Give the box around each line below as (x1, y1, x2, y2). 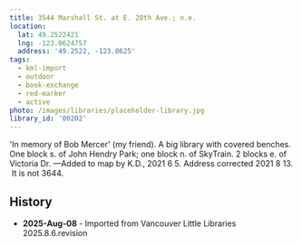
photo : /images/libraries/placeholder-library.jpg (9, 106, 205, 115)
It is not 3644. (11, 168, 64, 179)
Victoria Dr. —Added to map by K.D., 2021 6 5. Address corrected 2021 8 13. (9, 158, 294, 169)
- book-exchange (17, 80, 79, 90)
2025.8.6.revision (22, 227, 88, 238)
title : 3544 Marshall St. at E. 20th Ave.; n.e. (9, 13, 197, 23)
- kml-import (17, 64, 67, 73)
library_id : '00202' (9, 114, 88, 123)
